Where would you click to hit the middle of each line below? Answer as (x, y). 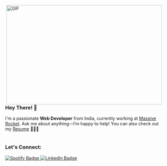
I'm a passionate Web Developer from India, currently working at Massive (81, 118)
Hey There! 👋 (21, 108)
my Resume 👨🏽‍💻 (22, 129)
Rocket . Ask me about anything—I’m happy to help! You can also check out (82, 124)
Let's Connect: (23, 147)
